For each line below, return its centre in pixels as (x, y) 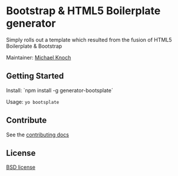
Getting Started (35, 76)
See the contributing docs (38, 135)
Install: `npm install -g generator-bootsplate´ (60, 90)
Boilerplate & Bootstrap (34, 46)
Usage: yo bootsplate (33, 102)
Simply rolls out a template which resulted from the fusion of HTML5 (89, 40)
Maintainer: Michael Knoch (39, 57)
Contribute (27, 120)
